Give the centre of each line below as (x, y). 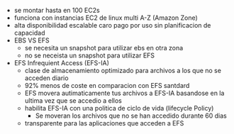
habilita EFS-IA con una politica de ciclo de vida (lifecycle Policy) (119, 108)
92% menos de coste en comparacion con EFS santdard (107, 85)
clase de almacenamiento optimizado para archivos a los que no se (123, 71)
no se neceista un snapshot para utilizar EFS (89, 55)
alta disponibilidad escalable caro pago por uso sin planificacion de (112, 25)
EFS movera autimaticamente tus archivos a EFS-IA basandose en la (124, 93)
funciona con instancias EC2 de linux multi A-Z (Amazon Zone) (106, 18)
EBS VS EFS (32, 40)
